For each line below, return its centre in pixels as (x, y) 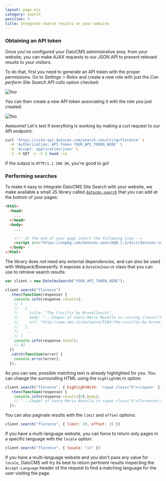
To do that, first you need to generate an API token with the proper (73, 72)
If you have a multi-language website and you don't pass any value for (77, 457)
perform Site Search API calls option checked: (52, 82)
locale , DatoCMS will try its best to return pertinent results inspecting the (80, 462)
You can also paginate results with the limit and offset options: (70, 415)
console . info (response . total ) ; (46, 341)
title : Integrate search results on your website (57, 23)
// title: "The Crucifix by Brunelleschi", (64, 313)
